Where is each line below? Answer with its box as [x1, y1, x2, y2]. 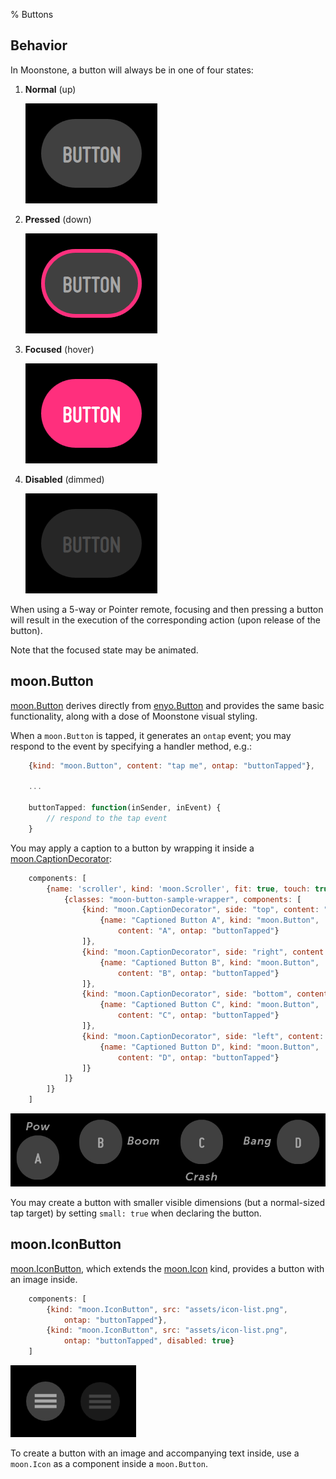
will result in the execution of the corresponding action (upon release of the [10, 614, 322, 626]
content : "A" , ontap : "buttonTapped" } [117, 926, 280, 936]
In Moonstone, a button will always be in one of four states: [10, 64, 254, 76]
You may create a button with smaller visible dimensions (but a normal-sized [10, 1197, 326, 1208]
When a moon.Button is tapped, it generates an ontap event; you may [10, 729, 292, 741]
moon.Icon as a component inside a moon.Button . [10, 1458, 208, 1470]
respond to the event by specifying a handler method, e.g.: [10, 740, 252, 752]
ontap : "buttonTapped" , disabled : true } [63, 1336, 235, 1346]
